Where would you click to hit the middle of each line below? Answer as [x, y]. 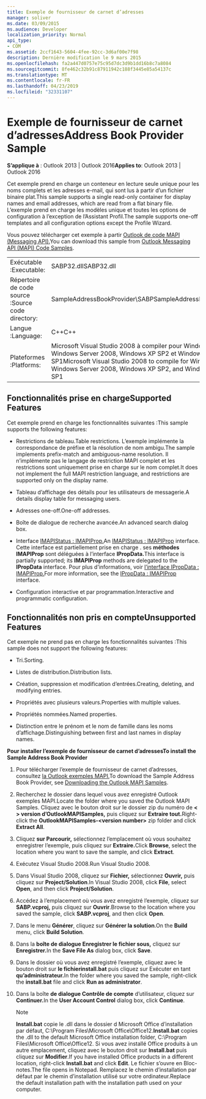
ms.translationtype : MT [37, 75]
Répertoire [25, 280]
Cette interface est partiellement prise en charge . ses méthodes [97, 547]
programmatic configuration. [52, 598]
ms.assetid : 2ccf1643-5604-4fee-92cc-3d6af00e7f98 [73, 52]
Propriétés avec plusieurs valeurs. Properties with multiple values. [98, 703]
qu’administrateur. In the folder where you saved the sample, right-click [106, 976]
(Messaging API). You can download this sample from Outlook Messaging [99, 241]
